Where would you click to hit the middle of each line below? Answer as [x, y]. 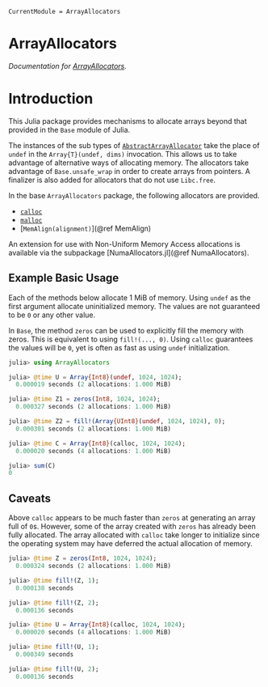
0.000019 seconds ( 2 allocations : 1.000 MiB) [94, 384]
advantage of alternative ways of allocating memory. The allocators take [128, 163]
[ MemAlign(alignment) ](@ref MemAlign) [86, 228]
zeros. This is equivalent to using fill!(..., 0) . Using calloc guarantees [131, 339]
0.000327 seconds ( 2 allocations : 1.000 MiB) [94, 407]
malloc [31, 220]
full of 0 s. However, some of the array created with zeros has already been [132, 527]
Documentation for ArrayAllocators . [67, 66]
